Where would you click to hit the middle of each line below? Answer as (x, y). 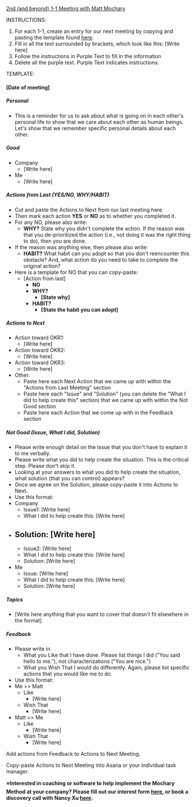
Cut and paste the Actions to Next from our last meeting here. (89, 210)
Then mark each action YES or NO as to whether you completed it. (95, 216)
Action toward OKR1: (39, 338)
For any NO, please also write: (51, 222)
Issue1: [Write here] (47, 510)
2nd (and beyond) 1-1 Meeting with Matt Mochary (66, 9)
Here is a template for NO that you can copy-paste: (76, 272)
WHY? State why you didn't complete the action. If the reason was (104, 228)
